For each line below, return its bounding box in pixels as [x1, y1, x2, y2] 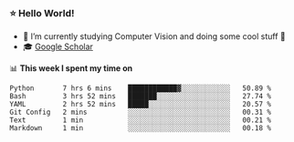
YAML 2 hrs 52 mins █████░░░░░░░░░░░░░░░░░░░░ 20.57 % [9, 100, 272, 109]
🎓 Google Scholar [22, 41, 94, 52]
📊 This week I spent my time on [9, 63, 133, 74]
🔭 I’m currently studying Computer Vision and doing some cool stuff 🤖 [22, 31, 286, 42]
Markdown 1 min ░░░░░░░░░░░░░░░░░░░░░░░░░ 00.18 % [9, 124, 272, 133]
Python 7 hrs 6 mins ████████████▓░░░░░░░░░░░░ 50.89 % [9, 84, 272, 93]
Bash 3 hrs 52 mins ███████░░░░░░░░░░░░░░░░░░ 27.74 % [9, 92, 272, 101]
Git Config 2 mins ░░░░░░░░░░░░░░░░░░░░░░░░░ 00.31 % [9, 107, 272, 117]
